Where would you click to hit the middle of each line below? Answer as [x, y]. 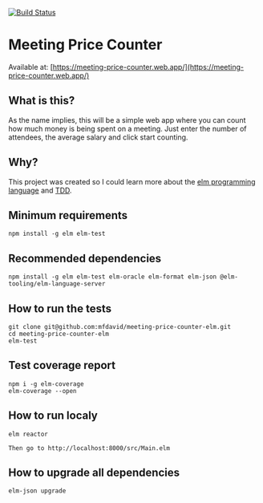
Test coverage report [62, 365]
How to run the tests [60, 308]
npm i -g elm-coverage [46, 384]
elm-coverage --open [43, 391]
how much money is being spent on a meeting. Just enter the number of [127, 128]
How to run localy [53, 416]
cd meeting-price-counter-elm [59, 334]
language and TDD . [40, 190]
